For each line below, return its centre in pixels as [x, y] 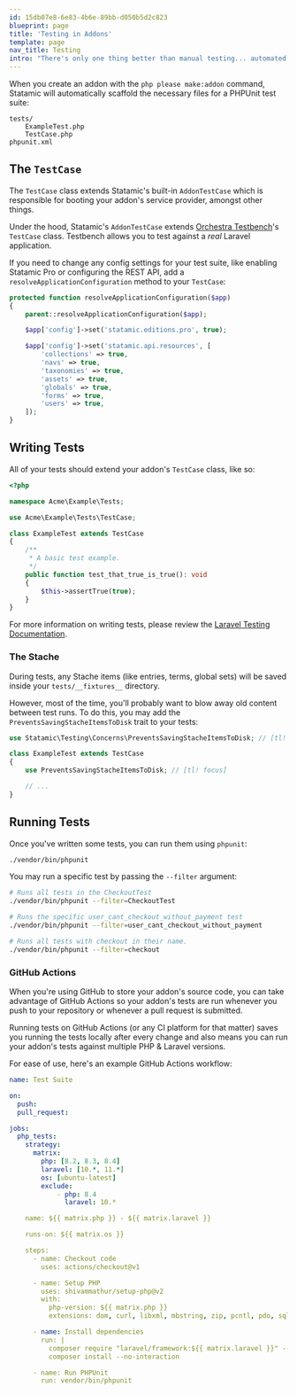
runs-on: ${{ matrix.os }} [75, 1234]
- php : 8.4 [76, 1194]
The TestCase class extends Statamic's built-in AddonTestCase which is [136, 191]
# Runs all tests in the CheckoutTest [80, 893]
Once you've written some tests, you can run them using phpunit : [128, 844]
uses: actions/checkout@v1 [91, 1267]
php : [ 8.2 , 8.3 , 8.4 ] [81, 1162]
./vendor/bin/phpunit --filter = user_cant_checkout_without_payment [136, 926]
